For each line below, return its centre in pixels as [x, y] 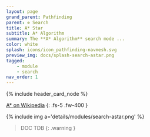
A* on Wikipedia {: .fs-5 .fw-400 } [47, 105]
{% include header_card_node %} [47, 94]
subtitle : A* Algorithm [35, 34]
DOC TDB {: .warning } [48, 128]
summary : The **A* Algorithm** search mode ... [66, 39]
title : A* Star [25, 28]
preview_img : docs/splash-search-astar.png [60, 55]
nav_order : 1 [22, 77]
